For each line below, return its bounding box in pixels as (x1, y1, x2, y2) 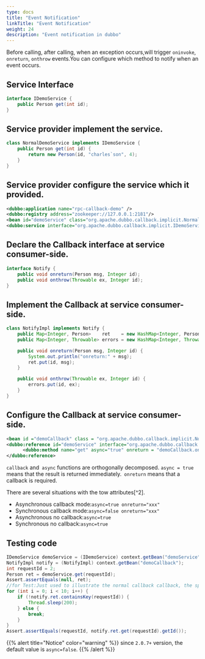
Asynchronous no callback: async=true (15, 514, 112, 521)
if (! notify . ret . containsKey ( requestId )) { (17, 594, 130, 600)
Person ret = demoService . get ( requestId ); (6, 571, 116, 578)
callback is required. (6, 477, 57, 484)
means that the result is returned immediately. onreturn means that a (6, 470, 181, 478)
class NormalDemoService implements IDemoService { (6, 140, 140, 146)
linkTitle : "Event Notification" (6, 20, 92, 26)
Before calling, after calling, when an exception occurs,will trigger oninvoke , (6, 48, 196, 56)
